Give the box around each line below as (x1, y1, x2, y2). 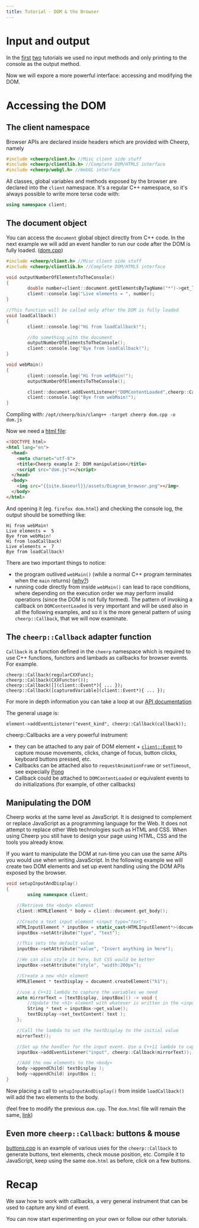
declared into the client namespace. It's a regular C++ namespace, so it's (6, 184, 188, 191)
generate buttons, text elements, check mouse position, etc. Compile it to (6, 1150, 185, 1158)
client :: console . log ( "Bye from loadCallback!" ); (27, 346, 150, 352)
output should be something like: (6, 511, 86, 518)
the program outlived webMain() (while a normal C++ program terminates (14, 571, 192, 578)
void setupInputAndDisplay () (6, 881, 78, 887)
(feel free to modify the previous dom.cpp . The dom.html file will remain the (6, 1105, 186, 1112)
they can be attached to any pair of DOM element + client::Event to (14, 743, 182, 750)
